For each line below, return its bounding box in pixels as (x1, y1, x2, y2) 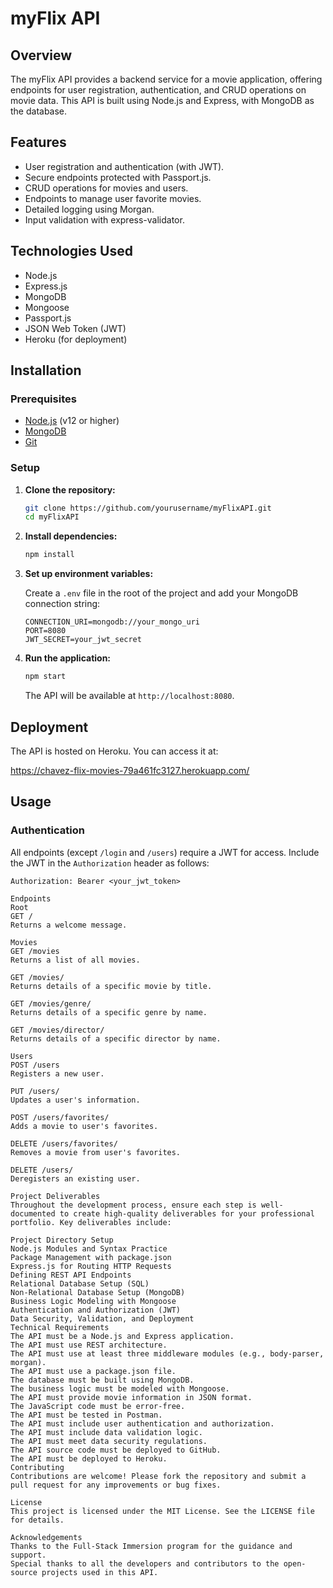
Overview (10, 47, 73, 64)
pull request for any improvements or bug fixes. (10, 1480, 222, 1490)
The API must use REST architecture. (10, 1340, 168, 1350)
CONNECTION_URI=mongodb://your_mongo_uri (24, 617, 200, 627)
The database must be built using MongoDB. (10, 1375, 195, 1385)
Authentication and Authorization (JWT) (10, 1305, 182, 1315)
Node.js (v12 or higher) (24, 415, 120, 427)
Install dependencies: (24, 530, 118, 542)
